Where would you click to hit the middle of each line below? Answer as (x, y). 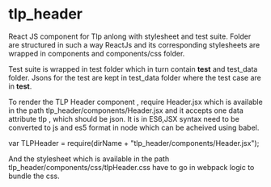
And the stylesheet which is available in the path (89, 159)
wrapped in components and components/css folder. (97, 53)
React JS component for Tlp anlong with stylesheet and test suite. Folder (130, 36)
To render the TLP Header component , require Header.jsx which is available (135, 102)
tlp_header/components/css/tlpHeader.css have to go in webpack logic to (131, 167)
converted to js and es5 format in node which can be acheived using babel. (134, 127)
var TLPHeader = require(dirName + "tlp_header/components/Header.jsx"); (134, 143)
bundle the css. (34, 176)
